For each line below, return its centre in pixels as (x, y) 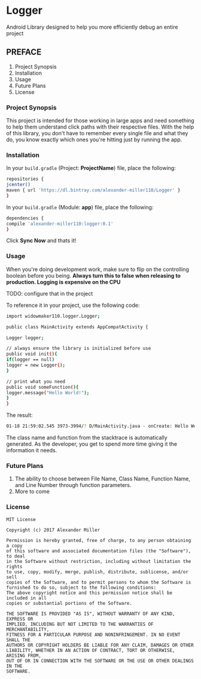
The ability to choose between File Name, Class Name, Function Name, (102, 479)
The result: (19, 415)
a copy (14, 546)
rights (14, 567)
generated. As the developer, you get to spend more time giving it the (92, 444)
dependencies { (25, 218)
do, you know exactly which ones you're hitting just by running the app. (94, 140)
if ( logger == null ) (31, 360)
